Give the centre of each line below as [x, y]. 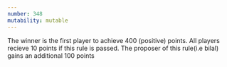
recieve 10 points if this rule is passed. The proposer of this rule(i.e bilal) [113, 48]
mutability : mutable [38, 20]
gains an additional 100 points [51, 55]
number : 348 [25, 14]
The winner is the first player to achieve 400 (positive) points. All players [114, 40]
